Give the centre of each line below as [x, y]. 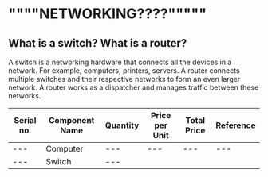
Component [71, 120]
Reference [236, 125]
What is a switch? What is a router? [98, 43]
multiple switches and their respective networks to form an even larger [124, 79]
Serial [25, 120]
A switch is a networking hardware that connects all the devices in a [120, 62]
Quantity [122, 125]
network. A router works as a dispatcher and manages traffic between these [134, 87]
